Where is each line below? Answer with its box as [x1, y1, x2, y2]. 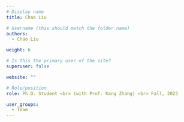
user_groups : [6, 101, 39, 108]
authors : [6, 30, 28, 36]
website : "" [6, 74, 36, 80]
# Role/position [6, 85, 47, 91]
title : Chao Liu [6, 14, 47, 20]
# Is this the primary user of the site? [6, 58, 111, 64]
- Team [11, 107, 28, 113]
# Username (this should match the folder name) [6, 25, 130, 31]
